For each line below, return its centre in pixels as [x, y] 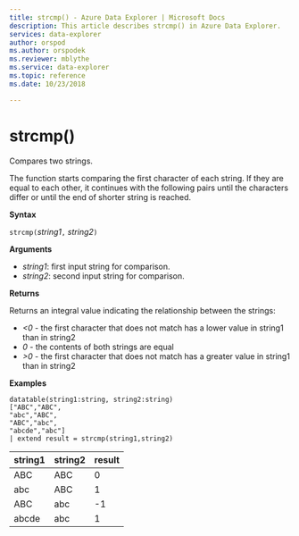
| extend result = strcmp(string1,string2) [91, 439]
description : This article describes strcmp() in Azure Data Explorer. [145, 26]
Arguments [31, 249]
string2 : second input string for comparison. [103, 276]
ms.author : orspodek [48, 51]
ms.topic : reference [48, 76]
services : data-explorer [55, 34]
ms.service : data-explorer [59, 68]
